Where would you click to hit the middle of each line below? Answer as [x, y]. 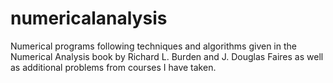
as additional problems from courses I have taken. [113, 67]
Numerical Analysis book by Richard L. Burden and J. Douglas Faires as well [167, 56]
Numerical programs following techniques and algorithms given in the [153, 46]
